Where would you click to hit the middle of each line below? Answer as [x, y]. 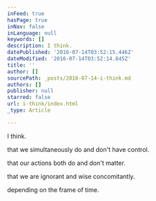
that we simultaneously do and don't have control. [78, 149]
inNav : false [26, 26]
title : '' [21, 65]
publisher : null [30, 91]
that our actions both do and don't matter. [66, 163]
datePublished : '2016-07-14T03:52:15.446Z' [71, 53]
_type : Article [29, 110]
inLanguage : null [32, 33]
